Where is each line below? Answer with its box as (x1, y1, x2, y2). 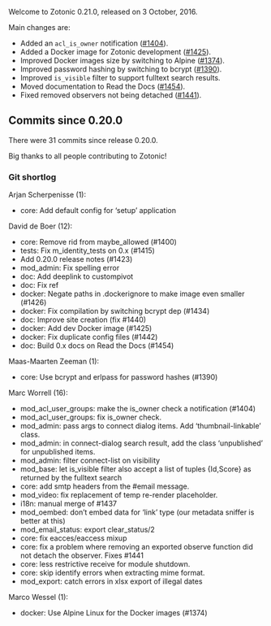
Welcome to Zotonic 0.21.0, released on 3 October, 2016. (8, 7, 198, 16)
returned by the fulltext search (19, 473, 123, 483)
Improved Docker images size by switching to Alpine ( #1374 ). (19, 56, 226, 65)
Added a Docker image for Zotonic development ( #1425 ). (19, 47, 212, 56)
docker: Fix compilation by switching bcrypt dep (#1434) (19, 306, 210, 316)
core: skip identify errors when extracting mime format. (19, 568, 205, 578)
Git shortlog (8, 171, 57, 182)
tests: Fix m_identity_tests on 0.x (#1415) (19, 246, 156, 255)
